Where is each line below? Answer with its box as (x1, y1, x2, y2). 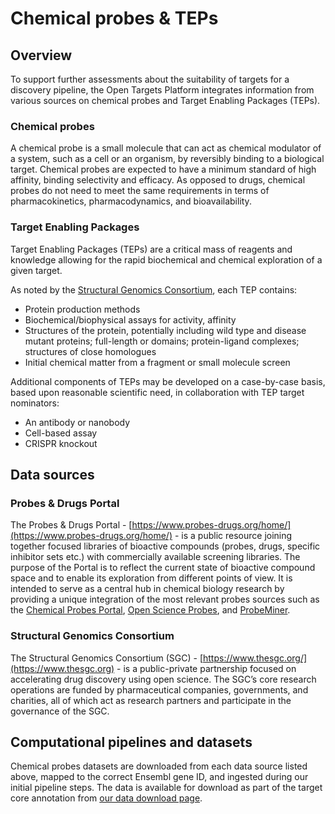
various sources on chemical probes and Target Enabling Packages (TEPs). (10, 95, 321, 106)
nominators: (10, 397, 60, 409)
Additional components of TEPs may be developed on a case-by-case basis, (10, 375, 326, 387)
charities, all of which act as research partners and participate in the (10, 694, 292, 706)
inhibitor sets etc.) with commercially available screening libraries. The (10, 551, 301, 563)
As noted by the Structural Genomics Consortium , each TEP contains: (10, 283, 298, 296)
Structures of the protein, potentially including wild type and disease (24, 324, 307, 336)
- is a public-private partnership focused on (116, 662, 297, 674)
